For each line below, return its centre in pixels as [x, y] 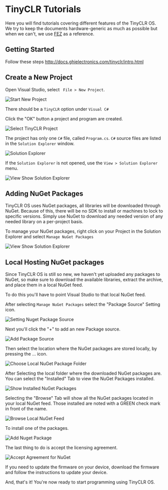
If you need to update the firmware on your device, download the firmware [82, 467]
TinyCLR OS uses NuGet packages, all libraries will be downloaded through [83, 206]
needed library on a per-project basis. [44, 222]
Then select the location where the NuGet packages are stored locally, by [81, 349]
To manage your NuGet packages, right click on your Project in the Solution [83, 231]
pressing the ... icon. [26, 354]
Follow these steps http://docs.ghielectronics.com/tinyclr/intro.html [74, 62]
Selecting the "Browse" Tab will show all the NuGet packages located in [79, 398]
